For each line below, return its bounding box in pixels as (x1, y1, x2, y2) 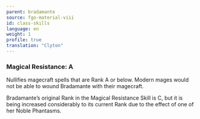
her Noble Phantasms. (6, 107, 62, 115)
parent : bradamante (6, 8, 56, 15)
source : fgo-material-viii (6, 14, 74, 21)
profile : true (6, 37, 42, 43)
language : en (6, 25, 39, 32)
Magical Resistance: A (6, 62, 74, 71)
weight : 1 (6, 31, 31, 37)
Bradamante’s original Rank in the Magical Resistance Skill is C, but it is (6, 94, 183, 101)
